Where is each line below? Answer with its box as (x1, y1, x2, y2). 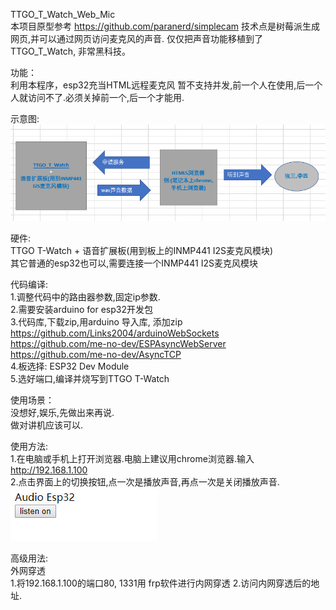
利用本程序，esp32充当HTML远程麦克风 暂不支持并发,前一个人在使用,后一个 (10, 79, 323, 91)
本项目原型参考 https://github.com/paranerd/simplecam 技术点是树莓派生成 (10, 20, 321, 32)
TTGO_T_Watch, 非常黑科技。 (10, 45, 132, 57)
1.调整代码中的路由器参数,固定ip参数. (10, 290, 161, 303)
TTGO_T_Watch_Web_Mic (10, 9, 116, 20)
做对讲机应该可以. (10, 419, 84, 431)
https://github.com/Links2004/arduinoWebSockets (10, 327, 220, 339)
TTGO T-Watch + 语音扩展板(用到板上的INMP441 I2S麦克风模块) (10, 244, 274, 256)
